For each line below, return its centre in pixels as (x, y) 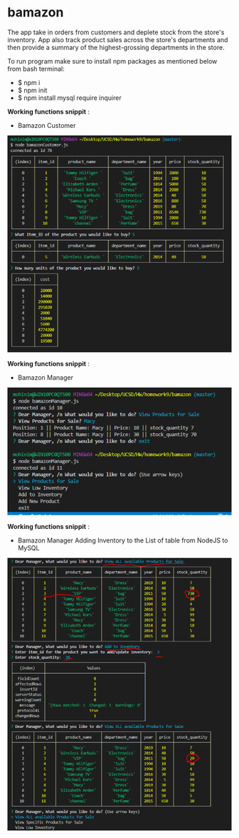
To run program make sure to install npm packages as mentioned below (112, 61)
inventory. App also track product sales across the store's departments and (118, 39)
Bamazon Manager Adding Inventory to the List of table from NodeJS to (123, 540)
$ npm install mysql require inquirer (70, 98)
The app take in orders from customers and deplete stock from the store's (116, 32)
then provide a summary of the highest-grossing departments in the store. (116, 47)
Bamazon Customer (47, 125)
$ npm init (32, 90)
